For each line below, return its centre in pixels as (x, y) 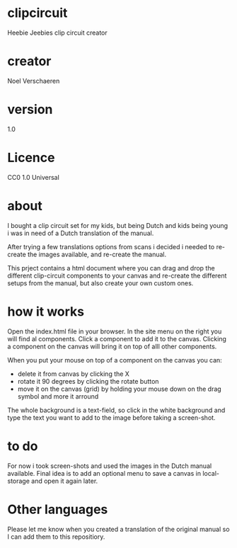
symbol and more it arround (58, 396)
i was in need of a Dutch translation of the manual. (81, 233)
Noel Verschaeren (34, 81)
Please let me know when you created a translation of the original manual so (118, 529)
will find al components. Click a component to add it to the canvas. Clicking (117, 338)
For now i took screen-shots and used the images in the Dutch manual (110, 466)
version (30, 109)
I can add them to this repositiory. (56, 537)
